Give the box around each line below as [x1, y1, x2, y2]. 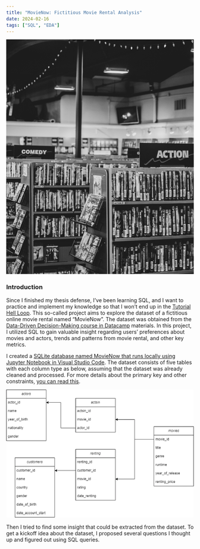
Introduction [6, 283, 43, 291]
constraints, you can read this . [6, 378, 81, 385]
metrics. [6, 341, 27, 348]
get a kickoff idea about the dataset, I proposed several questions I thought [6, 529, 190, 537]
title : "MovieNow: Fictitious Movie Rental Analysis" [6, 10, 143, 15]
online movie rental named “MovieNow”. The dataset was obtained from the [6, 315, 192, 322]
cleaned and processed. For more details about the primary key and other [6, 371, 187, 378]
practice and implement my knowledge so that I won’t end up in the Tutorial [6, 303, 191, 310]
